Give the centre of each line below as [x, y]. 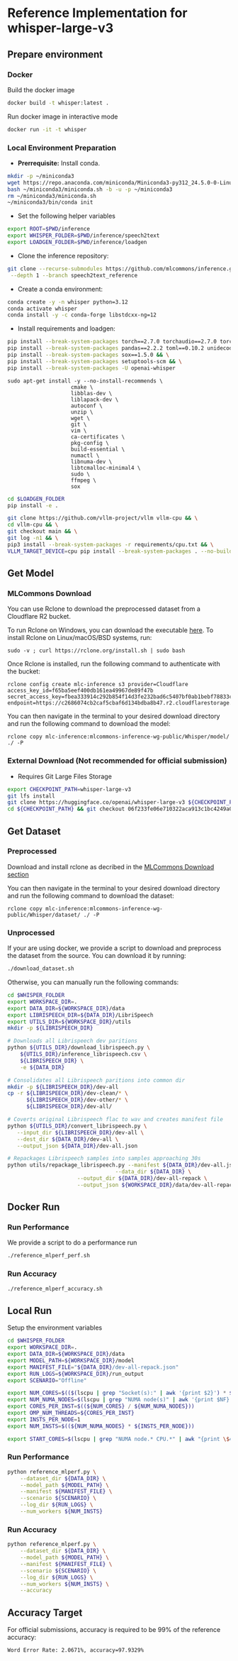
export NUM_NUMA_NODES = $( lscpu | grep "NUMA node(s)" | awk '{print [110, 1400]
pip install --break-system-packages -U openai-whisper [91, 368]
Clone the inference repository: [63, 255]
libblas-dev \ [91, 393]
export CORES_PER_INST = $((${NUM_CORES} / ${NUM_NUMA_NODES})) [101, 1406]
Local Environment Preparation [62, 148]
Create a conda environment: [60, 289]
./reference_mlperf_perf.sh [49, 1256]
